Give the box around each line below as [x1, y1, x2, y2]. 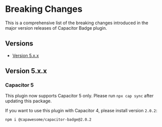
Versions [5, 40, 34, 48]
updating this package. [5, 98, 52, 104]
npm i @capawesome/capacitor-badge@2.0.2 [5, 117, 92, 122]
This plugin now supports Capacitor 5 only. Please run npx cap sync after [5, 93, 154, 99]
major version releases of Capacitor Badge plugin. [5, 25, 107, 31]
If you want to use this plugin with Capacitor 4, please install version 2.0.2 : [5, 108, 158, 114]
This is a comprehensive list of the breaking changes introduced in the [5, 20, 149, 26]
